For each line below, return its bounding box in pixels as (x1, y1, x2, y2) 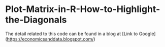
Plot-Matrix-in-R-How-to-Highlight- (5, 3, 160, 15)
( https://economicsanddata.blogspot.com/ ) (5, 36, 95, 42)
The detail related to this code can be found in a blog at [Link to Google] (5, 30, 156, 36)
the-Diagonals (5, 14, 67, 25)
